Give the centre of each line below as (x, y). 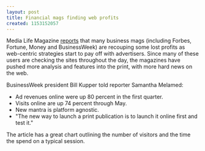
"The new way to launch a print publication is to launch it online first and (106, 116)
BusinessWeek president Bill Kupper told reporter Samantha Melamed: (95, 85)
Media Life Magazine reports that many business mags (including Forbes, (99, 41)
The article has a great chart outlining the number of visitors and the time (99, 134)
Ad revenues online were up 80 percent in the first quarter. (89, 97)
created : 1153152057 (33, 23)
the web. (17, 73)
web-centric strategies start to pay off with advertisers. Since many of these (102, 54)
